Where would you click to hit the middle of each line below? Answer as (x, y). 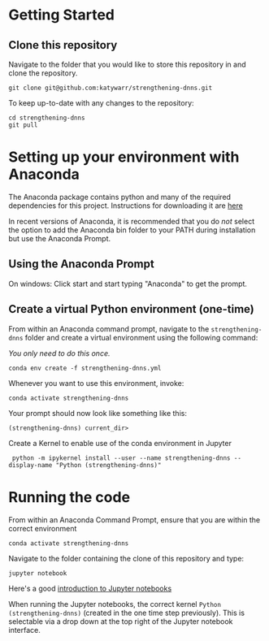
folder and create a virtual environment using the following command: (141, 337)
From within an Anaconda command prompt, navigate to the (109, 329)
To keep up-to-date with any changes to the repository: (101, 103)
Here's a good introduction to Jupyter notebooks (90, 588)
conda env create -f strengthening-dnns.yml (85, 368)
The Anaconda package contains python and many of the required (120, 197)
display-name (30, 465)
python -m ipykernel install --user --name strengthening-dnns (121, 458)
